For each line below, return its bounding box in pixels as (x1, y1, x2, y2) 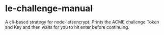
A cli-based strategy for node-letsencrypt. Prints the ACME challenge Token (5, 19, 160, 25)
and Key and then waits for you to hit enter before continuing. (5, 24, 129, 30)
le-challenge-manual (5, 3, 93, 14)
